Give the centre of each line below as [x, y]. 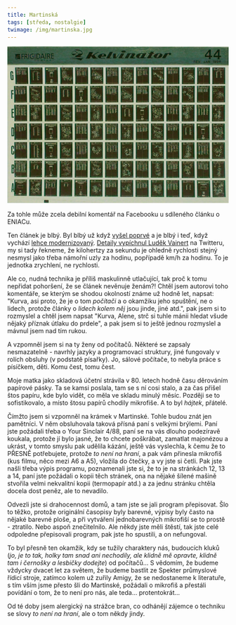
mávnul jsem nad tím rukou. [47, 331]
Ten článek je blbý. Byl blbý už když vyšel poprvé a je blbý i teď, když [108, 236]
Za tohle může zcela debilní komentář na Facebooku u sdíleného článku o [113, 215]
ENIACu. [19, 222]
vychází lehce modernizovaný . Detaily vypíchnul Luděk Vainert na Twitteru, [116, 243]
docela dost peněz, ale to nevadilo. [58, 491]
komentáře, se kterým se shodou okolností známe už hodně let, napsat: [111, 294]
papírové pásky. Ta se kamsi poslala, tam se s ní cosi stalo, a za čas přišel [114, 388]
